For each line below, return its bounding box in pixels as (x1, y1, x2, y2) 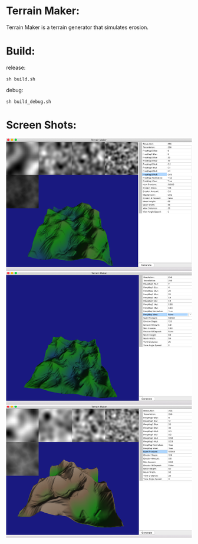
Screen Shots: (6, 118, 77, 132)
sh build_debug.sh (6, 99, 51, 105)
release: (6, 64, 26, 71)
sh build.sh (6, 76, 35, 82)
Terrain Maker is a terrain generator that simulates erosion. (6, 24, 149, 31)
